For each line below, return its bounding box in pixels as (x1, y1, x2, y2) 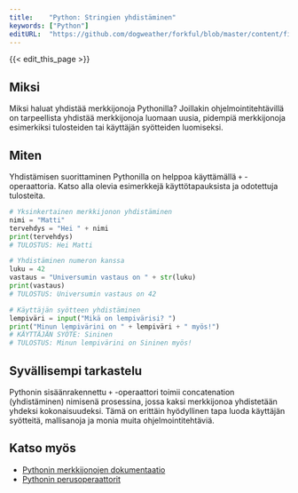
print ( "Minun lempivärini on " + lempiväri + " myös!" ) (9, 322, 220, 331)
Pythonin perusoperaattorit (21, 473, 122, 484)
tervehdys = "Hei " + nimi (9, 224, 109, 233)
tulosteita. (9, 190, 46, 201)
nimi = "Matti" (9, 215, 66, 225)
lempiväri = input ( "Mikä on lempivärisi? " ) (9, 314, 176, 322)
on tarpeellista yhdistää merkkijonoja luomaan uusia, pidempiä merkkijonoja (9, 113, 286, 123)
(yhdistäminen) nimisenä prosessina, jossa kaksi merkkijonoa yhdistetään (9, 396, 278, 407)
